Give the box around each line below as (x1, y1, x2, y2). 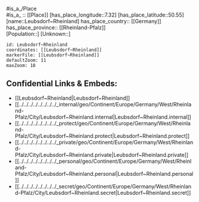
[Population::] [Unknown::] (6, 30, 71, 37)
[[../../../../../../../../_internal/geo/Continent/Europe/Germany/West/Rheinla (14, 100, 192, 108)
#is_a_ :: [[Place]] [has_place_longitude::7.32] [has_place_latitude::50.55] (6, 11, 184, 18)
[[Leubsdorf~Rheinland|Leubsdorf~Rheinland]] (14, 94, 130, 102)
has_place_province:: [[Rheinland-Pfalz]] (6, 24, 106, 31)
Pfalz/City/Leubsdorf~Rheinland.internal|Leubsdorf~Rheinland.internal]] (14, 113, 191, 121)
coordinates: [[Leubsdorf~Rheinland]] (6, 47, 102, 53)
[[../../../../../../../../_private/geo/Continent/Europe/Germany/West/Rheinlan (14, 138, 194, 146)
